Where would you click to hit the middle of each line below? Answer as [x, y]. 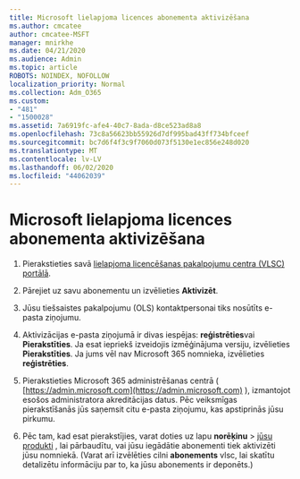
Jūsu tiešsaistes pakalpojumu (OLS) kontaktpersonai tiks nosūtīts [142, 308]
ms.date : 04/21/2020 [48, 51]
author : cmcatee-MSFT [50, 34]
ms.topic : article [43, 68]
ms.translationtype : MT [54, 150]
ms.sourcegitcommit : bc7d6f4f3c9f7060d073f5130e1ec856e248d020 [129, 142]
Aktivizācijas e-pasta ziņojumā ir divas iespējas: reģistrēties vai [138, 335]
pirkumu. [38, 419]
